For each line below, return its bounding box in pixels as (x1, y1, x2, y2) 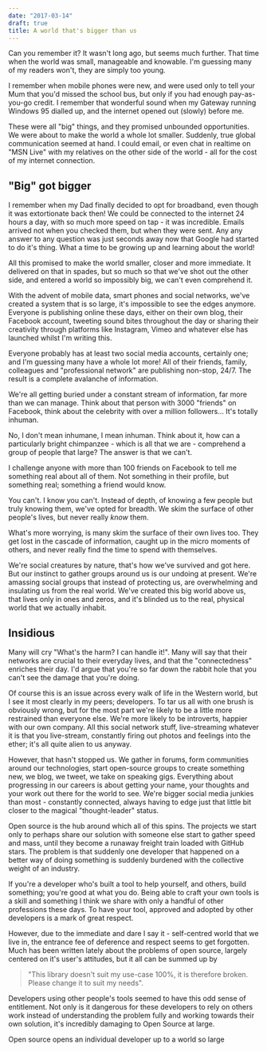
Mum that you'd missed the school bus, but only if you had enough (8, 90, 228, 99)
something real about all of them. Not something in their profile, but (8, 472, 230, 481)
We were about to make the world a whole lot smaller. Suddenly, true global (8, 130, 257, 140)
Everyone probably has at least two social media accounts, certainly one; (8, 349, 249, 358)
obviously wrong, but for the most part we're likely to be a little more (8, 705, 233, 715)
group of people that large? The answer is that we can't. (8, 448, 193, 457)
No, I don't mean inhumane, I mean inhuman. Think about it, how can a (8, 431, 241, 440)
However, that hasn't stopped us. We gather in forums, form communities (8, 755, 249, 764)
